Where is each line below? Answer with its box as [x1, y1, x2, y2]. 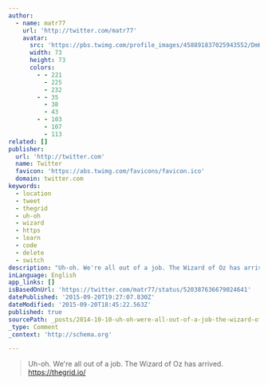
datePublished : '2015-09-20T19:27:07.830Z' [8, 293, 156, 301]
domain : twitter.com [15, 175, 84, 183]
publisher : [8, 145, 45, 153]
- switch [15, 256, 45, 264]
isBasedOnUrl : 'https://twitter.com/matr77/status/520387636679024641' [8, 286, 251, 294]
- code [15, 242, 37, 249]
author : [8, 11, 34, 20]
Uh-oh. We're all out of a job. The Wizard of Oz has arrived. [27, 359, 223, 369]
